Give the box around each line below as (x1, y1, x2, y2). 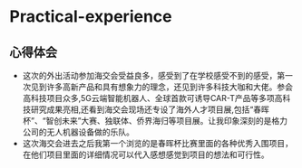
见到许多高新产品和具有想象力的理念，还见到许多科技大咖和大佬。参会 (30, 81, 293, 92)
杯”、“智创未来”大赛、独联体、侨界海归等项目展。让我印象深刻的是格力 (22, 116, 288, 126)
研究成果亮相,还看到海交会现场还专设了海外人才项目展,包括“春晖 (30, 104, 270, 115)
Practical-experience (9, 6, 172, 27)
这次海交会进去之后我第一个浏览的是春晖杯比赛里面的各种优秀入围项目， (22, 138, 293, 148)
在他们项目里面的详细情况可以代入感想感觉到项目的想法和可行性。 (22, 149, 269, 160)
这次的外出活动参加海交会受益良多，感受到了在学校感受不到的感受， (22, 70, 278, 80)
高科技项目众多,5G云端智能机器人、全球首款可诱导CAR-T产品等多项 (22, 93, 275, 103)
